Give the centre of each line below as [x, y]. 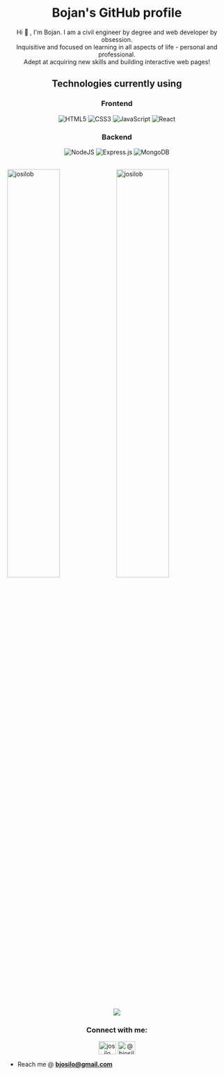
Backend [117, 137]
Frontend [117, 104]
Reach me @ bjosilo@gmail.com [65, 1065]
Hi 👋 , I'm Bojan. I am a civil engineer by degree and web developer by [117, 32]
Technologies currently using [117, 84]
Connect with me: [117, 1030]
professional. [117, 54]
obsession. [117, 39]
